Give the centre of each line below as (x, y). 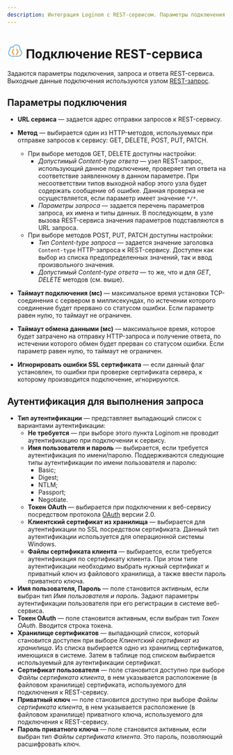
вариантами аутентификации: (61, 426)
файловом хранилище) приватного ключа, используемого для (110, 715)
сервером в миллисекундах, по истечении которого (138, 300)
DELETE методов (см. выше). (81, 280)
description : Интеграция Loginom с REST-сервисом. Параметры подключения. (118, 15)
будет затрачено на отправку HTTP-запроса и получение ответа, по (119, 336)
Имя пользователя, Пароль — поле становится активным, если (113, 588)
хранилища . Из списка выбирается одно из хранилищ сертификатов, (120, 648)
